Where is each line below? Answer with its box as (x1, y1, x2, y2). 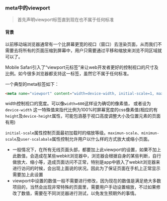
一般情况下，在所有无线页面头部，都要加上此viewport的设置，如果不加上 (12, 147, 162, 153)
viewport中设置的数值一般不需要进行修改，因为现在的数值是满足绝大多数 (12, 178, 162, 184)
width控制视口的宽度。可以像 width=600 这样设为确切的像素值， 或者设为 (5, 101, 151, 107)
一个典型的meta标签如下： (5, 81, 59, 87)
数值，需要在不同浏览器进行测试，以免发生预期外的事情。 (21, 191, 139, 197)
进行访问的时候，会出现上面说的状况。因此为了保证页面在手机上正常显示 (12, 166, 161, 172)
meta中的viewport (5, 4, 50, 11)
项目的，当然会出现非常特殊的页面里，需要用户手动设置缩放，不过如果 (12, 184, 157, 190)
